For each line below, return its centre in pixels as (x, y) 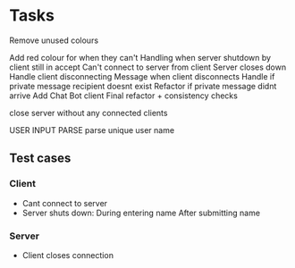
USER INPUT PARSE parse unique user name (92, 130)
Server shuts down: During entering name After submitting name (141, 213)
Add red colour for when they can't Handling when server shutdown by (140, 57)
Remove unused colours (54, 40)
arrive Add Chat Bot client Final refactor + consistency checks (124, 96)
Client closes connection (68, 255)
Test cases (40, 159)
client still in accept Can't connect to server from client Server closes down (148, 67)
